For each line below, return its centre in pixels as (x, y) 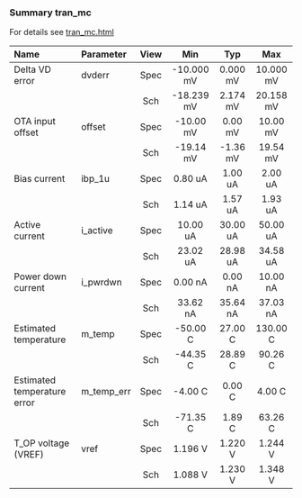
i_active (97, 231)
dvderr (95, 76)
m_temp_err (106, 392)
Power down (40, 276)
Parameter (104, 54)
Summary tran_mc (50, 13)
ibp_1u (95, 179)
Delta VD (33, 69)
